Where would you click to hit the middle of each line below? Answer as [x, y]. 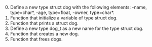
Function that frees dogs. [36, 39]
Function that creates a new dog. [45, 34]
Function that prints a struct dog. [44, 23]
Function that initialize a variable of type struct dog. [64, 18]
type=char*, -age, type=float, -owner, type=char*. [62, 12]
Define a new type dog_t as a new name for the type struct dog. [77, 28]
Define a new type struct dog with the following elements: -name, [78, 7]
